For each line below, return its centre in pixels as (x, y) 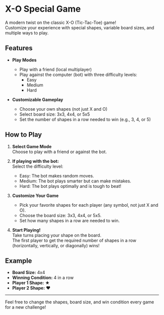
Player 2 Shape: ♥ (31, 288)
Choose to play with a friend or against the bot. (60, 152)
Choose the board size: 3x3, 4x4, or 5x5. (60, 215)
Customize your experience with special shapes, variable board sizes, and (80, 27)
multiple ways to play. (27, 33)
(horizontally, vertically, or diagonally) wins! (56, 245)
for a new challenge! (26, 307)
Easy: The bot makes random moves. (57, 176)
